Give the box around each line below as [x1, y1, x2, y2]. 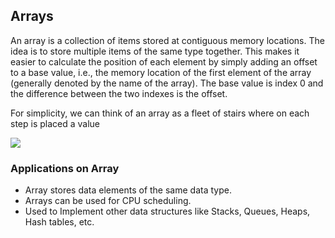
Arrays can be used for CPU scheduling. [24, 195, 192, 207]
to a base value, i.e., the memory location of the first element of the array [10, 66, 312, 78]
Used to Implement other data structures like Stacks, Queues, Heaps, [24, 205, 311, 218]
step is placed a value [10, 117, 101, 129]
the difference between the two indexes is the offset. [10, 87, 228, 99]
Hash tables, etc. [24, 216, 95, 228]
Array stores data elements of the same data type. [24, 184, 232, 196]
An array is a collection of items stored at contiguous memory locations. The [10, 34, 325, 46]
